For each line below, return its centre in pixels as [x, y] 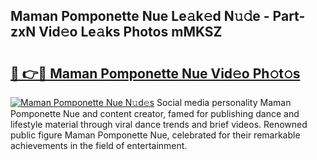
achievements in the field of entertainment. [99, 145]
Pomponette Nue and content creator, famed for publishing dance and [155, 113]
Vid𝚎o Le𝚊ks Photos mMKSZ [130, 32]
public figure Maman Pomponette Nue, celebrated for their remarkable [155, 135]
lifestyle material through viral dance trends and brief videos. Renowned [159, 124]
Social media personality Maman [224, 102]
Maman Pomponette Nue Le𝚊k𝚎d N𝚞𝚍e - [140, 16]
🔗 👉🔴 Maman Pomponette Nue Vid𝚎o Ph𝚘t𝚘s [155, 73]
